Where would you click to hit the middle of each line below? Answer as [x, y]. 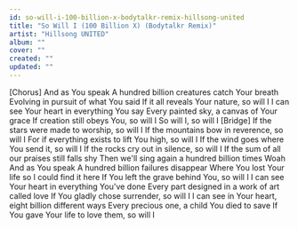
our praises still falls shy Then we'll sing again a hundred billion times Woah [148, 158]
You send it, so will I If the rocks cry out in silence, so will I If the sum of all [145, 148]
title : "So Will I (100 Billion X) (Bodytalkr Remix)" [113, 26]
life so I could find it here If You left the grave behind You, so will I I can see [147, 177]
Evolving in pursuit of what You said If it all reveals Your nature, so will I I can [149, 101]
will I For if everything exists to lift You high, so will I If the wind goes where [147, 139]
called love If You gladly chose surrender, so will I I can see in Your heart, [143, 195]
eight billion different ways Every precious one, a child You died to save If [144, 205]
